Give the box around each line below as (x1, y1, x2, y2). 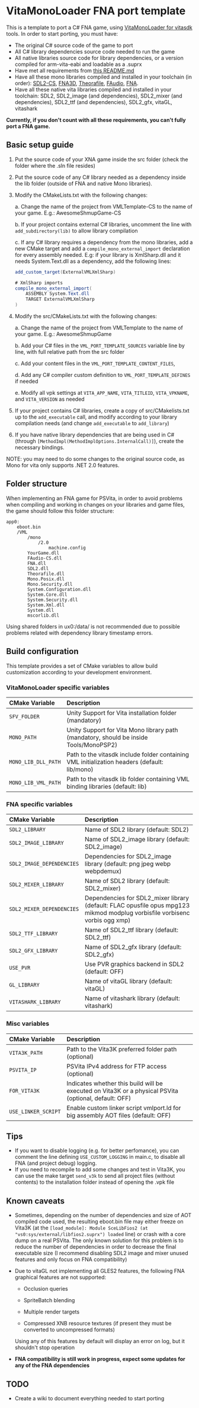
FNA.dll (27, 560, 46, 566)
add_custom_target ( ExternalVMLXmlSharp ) (14, 269, 116, 275)
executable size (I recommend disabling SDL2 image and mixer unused (14, 1250, 188, 1257)
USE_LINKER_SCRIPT (9, 1108, 61, 1115)
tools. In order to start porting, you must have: (6, 30, 118, 37)
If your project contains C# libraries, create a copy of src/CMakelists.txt (14, 407, 190, 414)
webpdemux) (85, 867, 122, 875)
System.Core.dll (27, 592, 68, 598)
